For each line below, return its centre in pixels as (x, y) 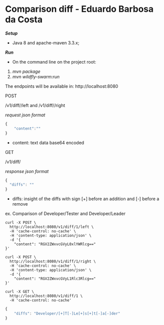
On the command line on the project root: (54, 62)
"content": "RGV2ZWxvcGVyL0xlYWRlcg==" (55, 244)
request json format (25, 115)
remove (20, 204)
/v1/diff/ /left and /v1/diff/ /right (35, 105)
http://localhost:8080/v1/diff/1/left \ (52, 227)
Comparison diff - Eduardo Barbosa (80, 9)
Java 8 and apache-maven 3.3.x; (46, 42)
